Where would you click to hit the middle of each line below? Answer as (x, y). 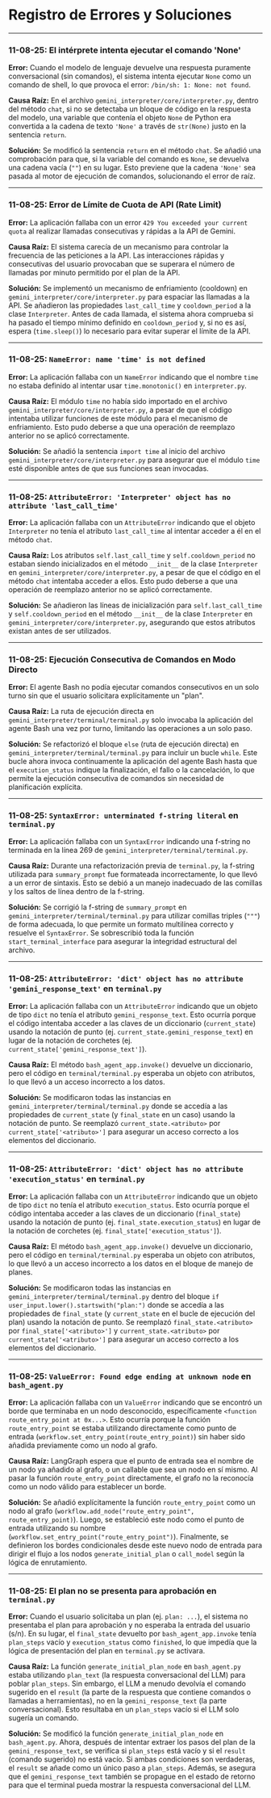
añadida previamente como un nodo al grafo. (83, 1445)
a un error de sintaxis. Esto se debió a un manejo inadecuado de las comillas (135, 883)
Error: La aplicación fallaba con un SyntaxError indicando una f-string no (129, 841)
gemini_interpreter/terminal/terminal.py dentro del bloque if (114, 1296)
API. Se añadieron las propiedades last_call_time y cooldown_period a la (130, 305)
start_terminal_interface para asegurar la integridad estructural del (123, 941)
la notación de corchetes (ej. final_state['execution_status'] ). (115, 1231)
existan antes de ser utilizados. (60, 631)
